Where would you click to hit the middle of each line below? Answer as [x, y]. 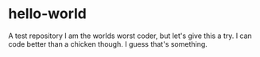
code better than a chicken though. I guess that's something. [108, 44]
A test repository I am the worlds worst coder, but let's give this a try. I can [130, 36]
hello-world [48, 14]
